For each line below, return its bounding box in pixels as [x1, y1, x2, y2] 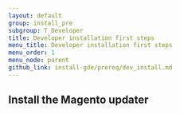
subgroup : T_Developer [8, 26, 84, 34]
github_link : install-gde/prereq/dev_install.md [8, 64, 173, 72]
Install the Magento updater [8, 93, 149, 107]
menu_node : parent [8, 57, 69, 65]
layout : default [8, 11, 62, 20]
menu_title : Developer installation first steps [8, 41, 173, 49]
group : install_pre [8, 19, 73, 27]
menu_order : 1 [8, 49, 56, 57]
